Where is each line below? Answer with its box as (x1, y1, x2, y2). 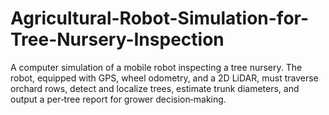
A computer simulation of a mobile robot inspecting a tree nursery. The (10, 61, 303, 73)
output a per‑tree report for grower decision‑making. (10, 93, 227, 105)
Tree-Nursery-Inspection (10, 28, 225, 51)
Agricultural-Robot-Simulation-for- (10, 7, 310, 30)
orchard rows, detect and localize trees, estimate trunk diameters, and (10, 82, 300, 94)
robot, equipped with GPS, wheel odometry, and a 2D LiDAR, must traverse (10, 72, 319, 84)
